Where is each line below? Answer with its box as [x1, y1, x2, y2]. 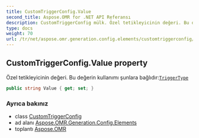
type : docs [6, 25, 33, 31]
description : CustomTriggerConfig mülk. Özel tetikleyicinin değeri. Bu [6, 20, 190, 25]
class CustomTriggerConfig [14, 113, 82, 120]
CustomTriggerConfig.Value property [6, 58, 148, 68]
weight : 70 [6, 31, 33, 37]
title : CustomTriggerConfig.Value [6, 8, 92, 15]
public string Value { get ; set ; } [6, 85, 94, 91]
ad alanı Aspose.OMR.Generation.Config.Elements [14, 119, 137, 126]
